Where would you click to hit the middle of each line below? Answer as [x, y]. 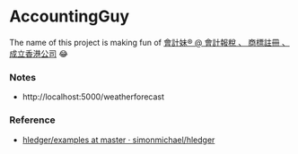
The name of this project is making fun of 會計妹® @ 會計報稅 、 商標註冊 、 [149, 42]
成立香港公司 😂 [39, 53]
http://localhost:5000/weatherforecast [93, 97]
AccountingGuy [70, 17]
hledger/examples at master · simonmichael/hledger [118, 140]
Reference [32, 120]
